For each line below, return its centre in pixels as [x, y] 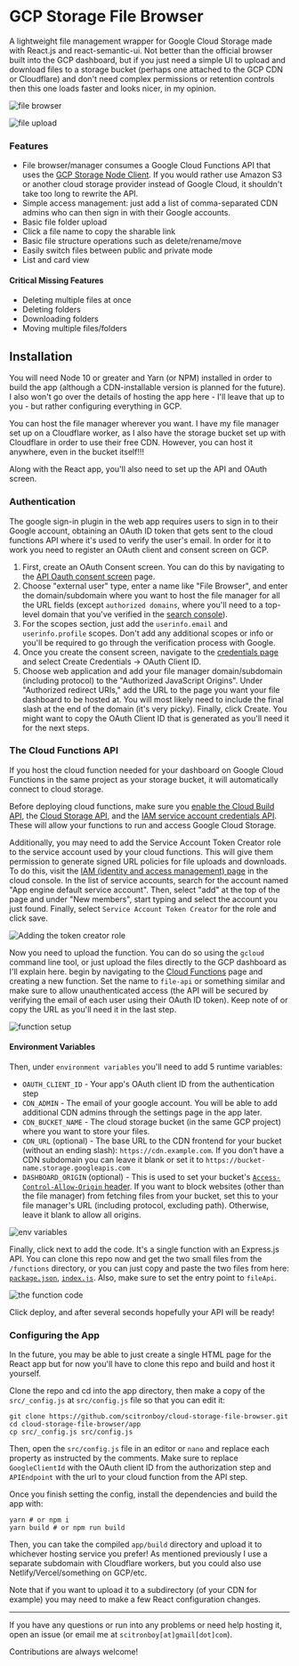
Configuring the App [55, 1335]
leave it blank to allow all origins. [81, 1215]
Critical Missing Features [57, 280]
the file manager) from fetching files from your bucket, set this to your [150, 1196]
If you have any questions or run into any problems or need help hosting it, [145, 1625]
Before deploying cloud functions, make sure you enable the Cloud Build [142, 806]
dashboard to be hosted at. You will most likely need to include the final [153, 699]
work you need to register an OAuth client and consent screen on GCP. [139, 549]
